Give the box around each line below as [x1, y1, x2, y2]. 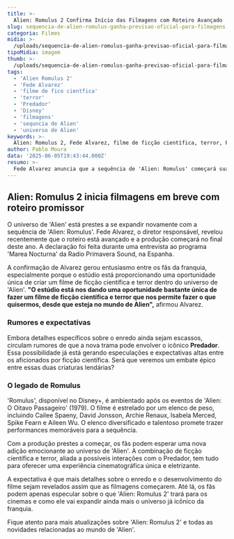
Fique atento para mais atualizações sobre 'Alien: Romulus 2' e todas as [7, 518, 214, 526]
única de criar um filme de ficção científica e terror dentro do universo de [7, 278, 218, 287]
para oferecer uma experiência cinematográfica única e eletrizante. [7, 462, 201, 470]
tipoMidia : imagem [7, 49, 61, 56]
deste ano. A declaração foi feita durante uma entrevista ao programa [7, 243, 207, 251]
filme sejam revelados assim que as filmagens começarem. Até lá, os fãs [7, 483, 216, 491]
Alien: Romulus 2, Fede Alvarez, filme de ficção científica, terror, [13, 140, 223, 147]
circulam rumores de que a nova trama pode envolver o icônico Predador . [7, 341, 220, 349]
